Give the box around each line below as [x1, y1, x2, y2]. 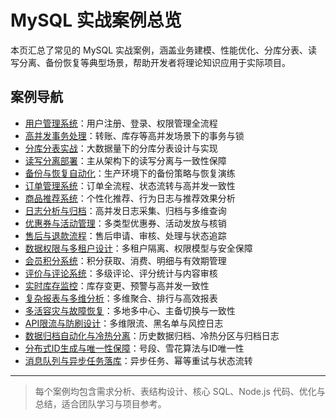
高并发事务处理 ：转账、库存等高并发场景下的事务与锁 [24, 129, 245, 141]
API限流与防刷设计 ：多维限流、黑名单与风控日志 [24, 317, 224, 329]
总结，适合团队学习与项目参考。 [34, 397, 167, 410]
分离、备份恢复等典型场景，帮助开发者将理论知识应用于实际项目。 [18, 56, 291, 68]
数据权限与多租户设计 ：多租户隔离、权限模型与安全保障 [24, 242, 253, 254]
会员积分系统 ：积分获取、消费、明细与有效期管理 [24, 254, 227, 266]
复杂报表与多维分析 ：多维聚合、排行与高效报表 [24, 292, 218, 304]
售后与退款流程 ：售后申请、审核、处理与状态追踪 [24, 229, 227, 241]
